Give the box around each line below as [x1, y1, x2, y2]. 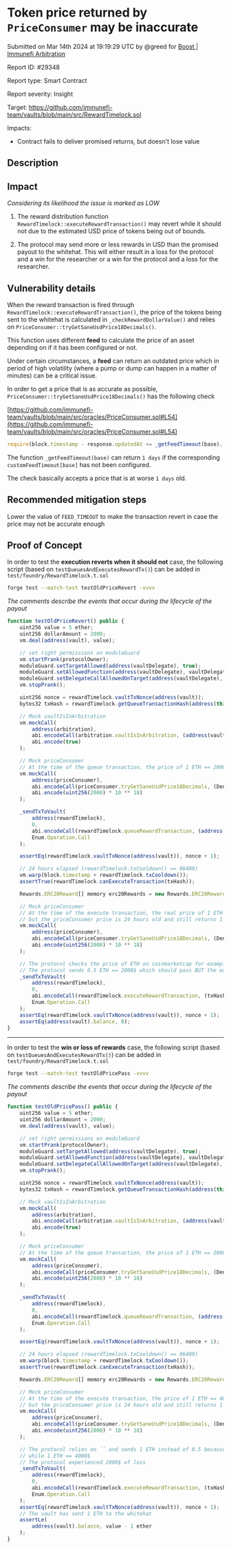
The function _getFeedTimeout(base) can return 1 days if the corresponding [7, 453, 220, 462]
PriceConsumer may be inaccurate [7, 19, 199, 35]
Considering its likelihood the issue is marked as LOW [7, 199, 159, 208]
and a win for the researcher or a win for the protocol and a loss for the [16, 255, 219, 264]
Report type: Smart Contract [7, 76, 87, 84]
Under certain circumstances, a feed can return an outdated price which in [7, 357, 219, 365]
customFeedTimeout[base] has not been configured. [7, 460, 151, 468]
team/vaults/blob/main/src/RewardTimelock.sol [7, 110, 142, 119]
